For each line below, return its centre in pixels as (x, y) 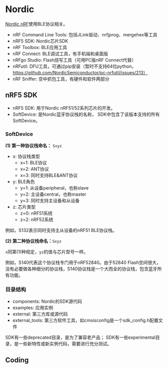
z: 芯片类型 (24, 207)
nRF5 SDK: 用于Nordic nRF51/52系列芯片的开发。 (64, 108)
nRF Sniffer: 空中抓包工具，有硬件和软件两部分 (61, 79)
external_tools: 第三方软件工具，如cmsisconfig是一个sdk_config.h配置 (85, 320)
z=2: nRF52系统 (37, 220)
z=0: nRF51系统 (36, 213)
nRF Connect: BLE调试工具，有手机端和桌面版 (60, 54)
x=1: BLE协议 (33, 163)
